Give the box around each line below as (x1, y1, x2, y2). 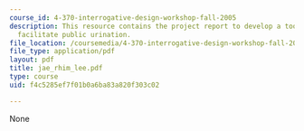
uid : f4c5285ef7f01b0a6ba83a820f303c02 (9, 80, 160, 89)
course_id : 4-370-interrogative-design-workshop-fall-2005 (9, 13, 237, 23)
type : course (9, 72, 59, 81)
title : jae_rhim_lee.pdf (9, 64, 103, 73)
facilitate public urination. (17, 30, 131, 39)
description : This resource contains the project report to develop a (9, 22, 281, 31)
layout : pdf (9, 55, 54, 64)
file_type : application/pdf (9, 47, 116, 56)
